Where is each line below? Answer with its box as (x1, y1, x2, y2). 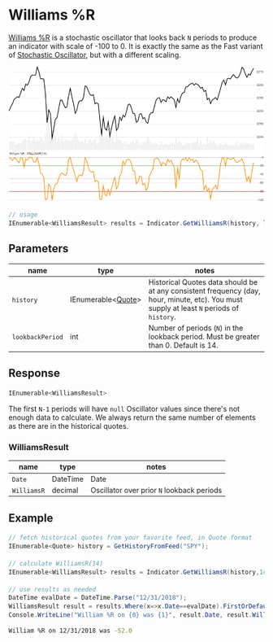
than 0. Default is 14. (148, 340, 219, 351)
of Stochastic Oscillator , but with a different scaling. (8, 50, 181, 59)
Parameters (8, 242, 69, 255)
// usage (8, 210, 38, 219)
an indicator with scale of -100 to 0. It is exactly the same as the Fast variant (8, 41, 263, 50)
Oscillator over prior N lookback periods (90, 485, 223, 495)
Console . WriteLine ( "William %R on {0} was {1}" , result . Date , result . (8, 611, 253, 619)
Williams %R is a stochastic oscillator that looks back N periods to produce (8, 33, 258, 42)
